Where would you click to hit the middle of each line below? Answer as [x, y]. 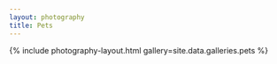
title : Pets [31, 25]
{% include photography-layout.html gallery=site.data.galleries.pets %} [139, 50]
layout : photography [47, 17]
